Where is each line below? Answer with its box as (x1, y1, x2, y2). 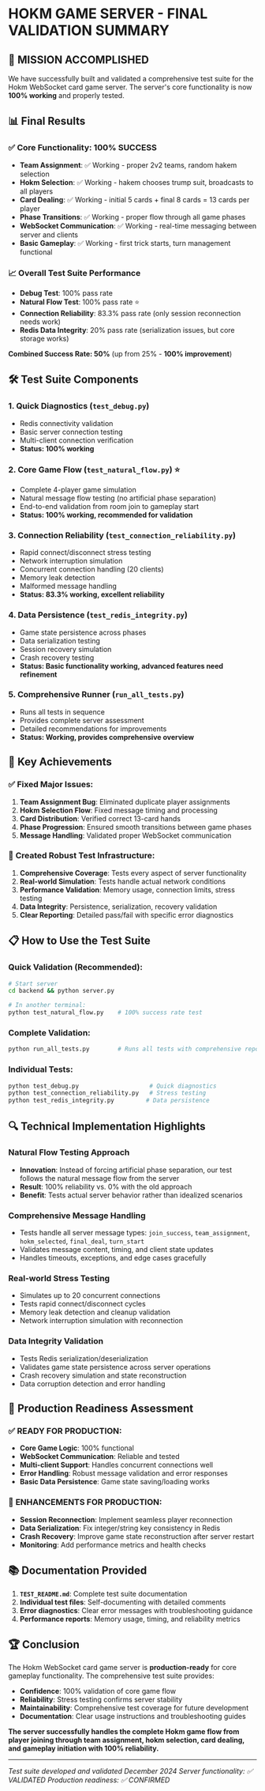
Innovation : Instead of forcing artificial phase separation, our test (19, 1165, 233, 1175)
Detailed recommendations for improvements (19, 724, 167, 733)
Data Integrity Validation (8, 1336, 104, 1347)
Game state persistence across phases (19, 628, 147, 637)
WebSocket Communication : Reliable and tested (19, 1452, 180, 1461)
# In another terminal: (8, 1001, 87, 1009)
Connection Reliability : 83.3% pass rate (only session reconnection (19, 308, 241, 318)
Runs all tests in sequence (19, 707, 105, 716)
